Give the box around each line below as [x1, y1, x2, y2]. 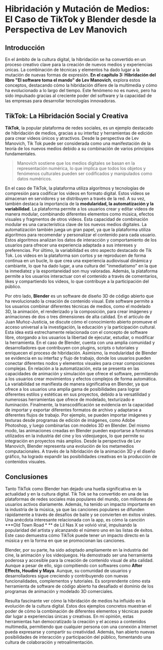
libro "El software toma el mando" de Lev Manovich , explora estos [5, 77, 141, 83]
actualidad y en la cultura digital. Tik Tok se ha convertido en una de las [5, 491, 149, 497]
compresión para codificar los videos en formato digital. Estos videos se [5, 190, 150, 196]
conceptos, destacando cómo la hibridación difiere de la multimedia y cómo [5, 82, 157, 88]
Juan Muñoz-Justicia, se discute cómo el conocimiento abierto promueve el [5, 319, 157, 325]
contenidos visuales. [5, 459, 46, 464]
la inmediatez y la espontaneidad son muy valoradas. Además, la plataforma [5, 268, 158, 274]
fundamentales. [5, 151, 36, 156]
